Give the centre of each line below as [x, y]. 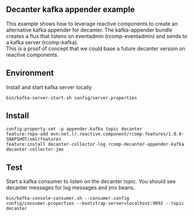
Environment [30, 73]
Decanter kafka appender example [70, 10]
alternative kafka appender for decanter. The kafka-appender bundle [89, 30]
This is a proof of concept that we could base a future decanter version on [96, 48]
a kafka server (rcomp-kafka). [42, 42]
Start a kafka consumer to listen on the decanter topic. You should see [91, 182]
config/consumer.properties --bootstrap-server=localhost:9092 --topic [95, 204]
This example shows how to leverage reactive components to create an [92, 23]
